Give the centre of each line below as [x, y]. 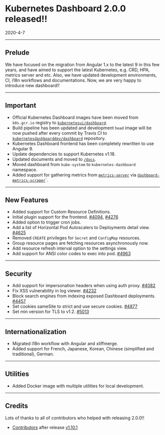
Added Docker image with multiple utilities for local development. [78, 386]
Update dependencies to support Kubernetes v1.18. [64, 154]
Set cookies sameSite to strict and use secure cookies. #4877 [75, 306]
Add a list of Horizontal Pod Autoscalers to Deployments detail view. [81, 228]
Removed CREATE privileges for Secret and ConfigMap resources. [76, 238]
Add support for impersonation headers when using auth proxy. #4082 [84, 286]
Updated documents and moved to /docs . [54, 159]
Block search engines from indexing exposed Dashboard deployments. [84, 296]
